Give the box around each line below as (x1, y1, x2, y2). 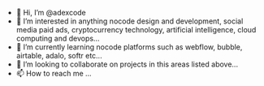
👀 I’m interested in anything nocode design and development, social (15, 16, 244, 26)
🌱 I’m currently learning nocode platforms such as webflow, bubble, (15, 42, 243, 52)
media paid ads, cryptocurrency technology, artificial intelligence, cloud (15, 25, 257, 34)
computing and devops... (15, 33, 100, 43)
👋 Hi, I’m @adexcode (15, 8, 87, 17)
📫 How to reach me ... (15, 69, 92, 78)
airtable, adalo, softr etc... (15, 51, 103, 60)
